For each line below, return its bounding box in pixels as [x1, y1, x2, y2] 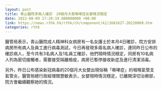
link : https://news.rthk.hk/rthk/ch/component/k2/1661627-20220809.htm [5, 20, 152, 25]
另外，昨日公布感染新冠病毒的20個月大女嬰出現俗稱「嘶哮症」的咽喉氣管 [5, 67, 150, 73]
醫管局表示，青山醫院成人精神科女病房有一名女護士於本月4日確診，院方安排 [5, 39, 156, 45]
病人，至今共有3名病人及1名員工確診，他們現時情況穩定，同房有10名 [13, 51, 149, 57]
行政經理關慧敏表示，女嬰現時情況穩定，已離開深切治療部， [38, 73, 158, 79]
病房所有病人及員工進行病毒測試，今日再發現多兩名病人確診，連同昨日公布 [5, 45, 153, 51]
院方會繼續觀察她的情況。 [5, 79, 56, 85]
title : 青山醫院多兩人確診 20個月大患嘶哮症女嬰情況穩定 [5, 12, 107, 16]
